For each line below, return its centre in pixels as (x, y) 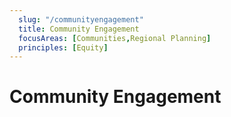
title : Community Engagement (79, 29)
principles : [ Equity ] (63, 47)
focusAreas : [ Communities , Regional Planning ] (115, 38)
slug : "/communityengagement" (81, 19)
